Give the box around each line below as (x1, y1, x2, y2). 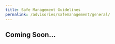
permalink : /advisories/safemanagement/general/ (5, 12, 110, 17)
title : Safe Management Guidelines (5, 7, 81, 12)
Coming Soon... (5, 30, 56, 39)
